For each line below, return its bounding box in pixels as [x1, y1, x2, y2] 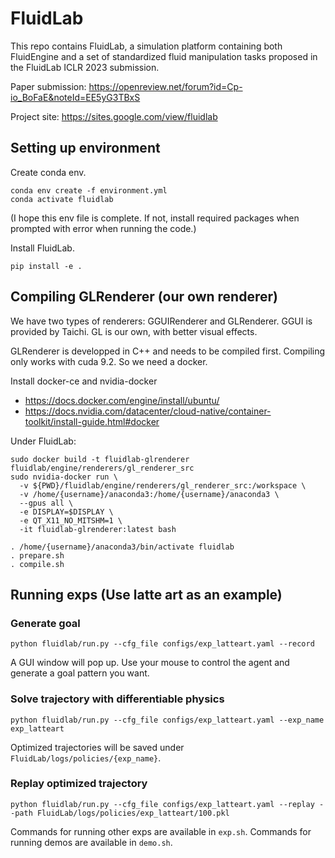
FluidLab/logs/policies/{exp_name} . [10, 752, 162, 764]
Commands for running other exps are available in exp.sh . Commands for [10, 825, 312, 837]
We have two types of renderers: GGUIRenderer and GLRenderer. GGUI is [10, 315, 313, 327]
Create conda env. [10, 166, 87, 178]
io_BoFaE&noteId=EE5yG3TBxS [10, 91, 141, 103]
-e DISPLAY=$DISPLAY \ [19, 507, 114, 517]
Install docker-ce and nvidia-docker [10, 375, 158, 387]
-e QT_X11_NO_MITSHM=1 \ [19, 515, 123, 526]
